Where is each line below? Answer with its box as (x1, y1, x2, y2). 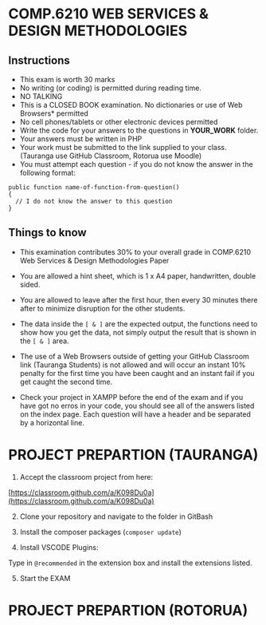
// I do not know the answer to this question (15, 197, 173, 205)
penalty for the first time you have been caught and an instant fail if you (19, 368, 255, 378)
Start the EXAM (19, 573, 71, 583)
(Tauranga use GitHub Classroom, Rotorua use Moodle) (19, 151, 202, 160)
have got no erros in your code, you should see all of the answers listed (19, 401, 255, 410)
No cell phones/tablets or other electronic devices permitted (19, 117, 218, 126)
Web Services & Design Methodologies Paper (19, 255, 170, 265)
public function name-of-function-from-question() (8, 184, 180, 192)
